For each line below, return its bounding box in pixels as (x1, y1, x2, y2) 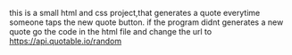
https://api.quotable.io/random (9, 35, 122, 46)
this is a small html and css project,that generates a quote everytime (9, 8, 261, 18)
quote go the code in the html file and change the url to (9, 27, 213, 36)
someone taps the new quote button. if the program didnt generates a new (9, 17, 284, 27)
